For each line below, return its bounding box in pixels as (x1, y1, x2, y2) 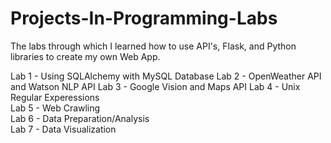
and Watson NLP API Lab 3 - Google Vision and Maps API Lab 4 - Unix (10, 80, 301, 92)
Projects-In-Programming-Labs (10, 7, 278, 30)
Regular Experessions (10, 91, 100, 103)
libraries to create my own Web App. (10, 50, 161, 62)
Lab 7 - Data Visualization (10, 123, 117, 135)
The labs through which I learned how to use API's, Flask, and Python (10, 40, 297, 52)
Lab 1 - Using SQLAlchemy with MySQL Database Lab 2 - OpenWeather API (10, 70, 322, 82)
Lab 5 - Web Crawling (10, 102, 101, 114)
